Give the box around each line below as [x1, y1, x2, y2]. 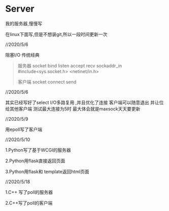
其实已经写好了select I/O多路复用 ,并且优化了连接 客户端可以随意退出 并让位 [5, 99, 164, 105]
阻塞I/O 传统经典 [5, 52, 40, 58]
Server [5, 3, 35, 15]
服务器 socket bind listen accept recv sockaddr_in [17, 62, 122, 68]
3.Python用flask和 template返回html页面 [5, 168, 90, 174]
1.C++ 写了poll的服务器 [5, 189, 53, 195]
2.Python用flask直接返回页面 [5, 158, 65, 164]
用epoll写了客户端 [5, 126, 42, 132]
